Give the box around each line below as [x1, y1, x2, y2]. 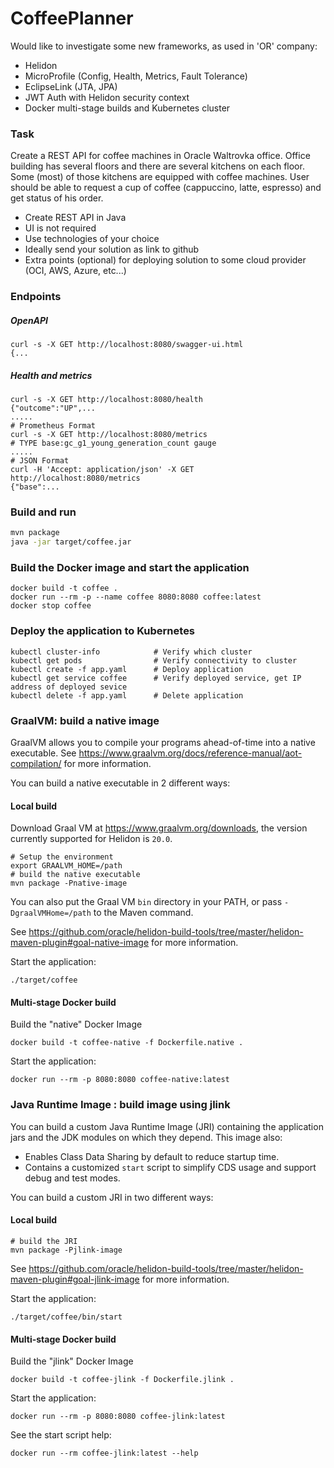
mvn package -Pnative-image [10, 878, 128, 889]
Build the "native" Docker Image [10, 1018, 143, 1031]
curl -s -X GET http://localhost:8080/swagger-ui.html [10, 340, 244, 350]
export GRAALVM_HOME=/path [10, 861, 123, 871]
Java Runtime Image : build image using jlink [10, 1098, 231, 1112]
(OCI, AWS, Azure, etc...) [24, 265, 127, 277]
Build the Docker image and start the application [10, 561, 250, 575]
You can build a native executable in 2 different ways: [10, 777, 231, 789]
